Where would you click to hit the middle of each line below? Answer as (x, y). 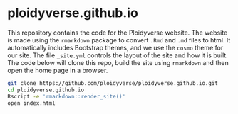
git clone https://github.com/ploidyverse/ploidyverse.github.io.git (113, 83)
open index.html (31, 103)
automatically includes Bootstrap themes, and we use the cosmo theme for (115, 47)
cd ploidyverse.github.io (46, 90)
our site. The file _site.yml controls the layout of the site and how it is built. (118, 55)
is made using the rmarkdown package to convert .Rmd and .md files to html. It (119, 40)
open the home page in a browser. (58, 70)
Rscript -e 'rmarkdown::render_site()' (67, 96)
